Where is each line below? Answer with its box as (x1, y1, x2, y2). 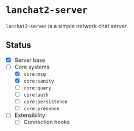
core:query (23, 85, 52, 91)
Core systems (14, 63, 50, 70)
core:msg (23, 71, 46, 77)
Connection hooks (23, 118, 70, 126)
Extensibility (14, 111, 46, 119)
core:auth (23, 92, 49, 99)
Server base (14, 56, 46, 64)
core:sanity (23, 78, 54, 84)
